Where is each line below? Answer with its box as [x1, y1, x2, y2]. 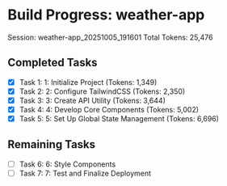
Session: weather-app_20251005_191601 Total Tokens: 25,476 [7, 32, 213, 42]
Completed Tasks [7, 56, 98, 70]
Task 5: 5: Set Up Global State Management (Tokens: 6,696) [19, 114, 220, 123]
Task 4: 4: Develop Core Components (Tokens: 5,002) [19, 104, 200, 114]
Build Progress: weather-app [7, 6, 205, 24]
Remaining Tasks [7, 137, 96, 151]
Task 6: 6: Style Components [19, 159, 116, 169]
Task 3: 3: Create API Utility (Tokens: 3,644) [19, 95, 166, 105]
